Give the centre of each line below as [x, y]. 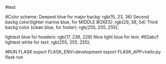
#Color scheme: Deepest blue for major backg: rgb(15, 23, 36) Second [77, 17]
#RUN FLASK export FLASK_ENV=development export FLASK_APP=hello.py [83, 52]
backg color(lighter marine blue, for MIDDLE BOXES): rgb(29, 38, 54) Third [82, 22]
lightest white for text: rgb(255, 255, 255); [48, 42]
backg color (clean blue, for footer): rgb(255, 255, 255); [62, 27]
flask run [14, 57]
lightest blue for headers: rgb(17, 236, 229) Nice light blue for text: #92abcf [82, 37]
